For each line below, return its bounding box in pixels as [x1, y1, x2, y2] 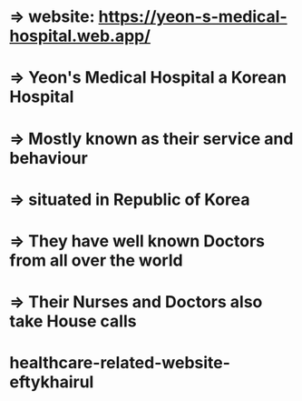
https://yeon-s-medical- [98, 6, 287, 27]
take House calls [9, 311, 137, 332]
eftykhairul [9, 372, 94, 393]
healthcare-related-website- [9, 353, 231, 374]
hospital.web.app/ [9, 25, 151, 46]
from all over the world [9, 250, 183, 270]
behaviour [9, 147, 88, 168]
